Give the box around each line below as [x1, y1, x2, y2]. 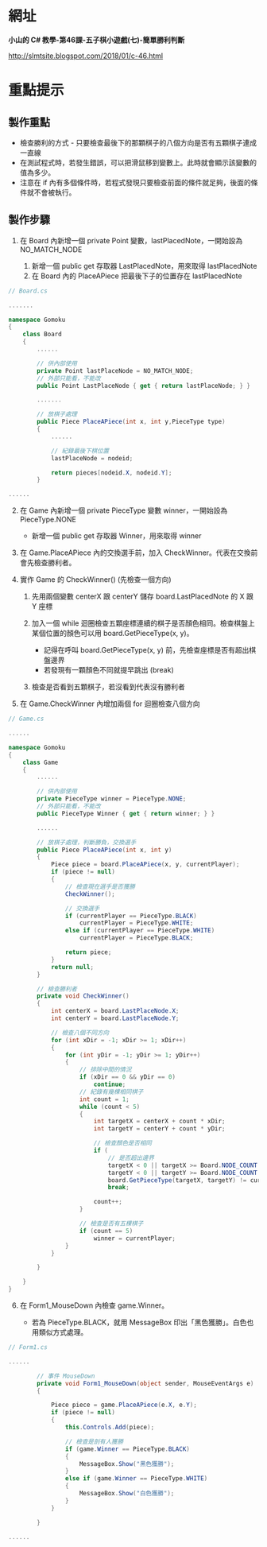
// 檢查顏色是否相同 [93, 1139, 153, 1147]
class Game [22, 758, 59, 766]
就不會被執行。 [26, 188, 76, 197]
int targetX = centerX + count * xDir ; [93, 1118, 226, 1126]
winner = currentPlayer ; [93, 1234, 176, 1243]
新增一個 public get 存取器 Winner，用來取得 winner [31, 531, 202, 541]
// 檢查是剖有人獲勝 [64, 1437, 124, 1445]
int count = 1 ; [79, 1095, 130, 1103]
